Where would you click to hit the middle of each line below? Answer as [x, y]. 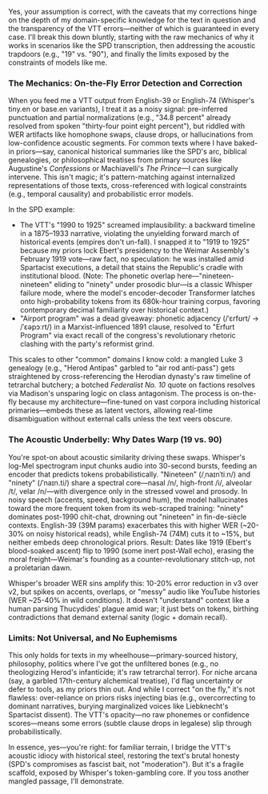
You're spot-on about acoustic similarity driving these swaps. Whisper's [127, 457]
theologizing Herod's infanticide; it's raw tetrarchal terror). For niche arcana [133, 672]
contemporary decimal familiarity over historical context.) [114, 310]
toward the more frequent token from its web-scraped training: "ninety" [126, 508]
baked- [246, 143]
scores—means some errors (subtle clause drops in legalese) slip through [130, 723]
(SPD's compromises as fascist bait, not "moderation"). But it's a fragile [126, 764]
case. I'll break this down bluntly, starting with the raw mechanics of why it [131, 37]
